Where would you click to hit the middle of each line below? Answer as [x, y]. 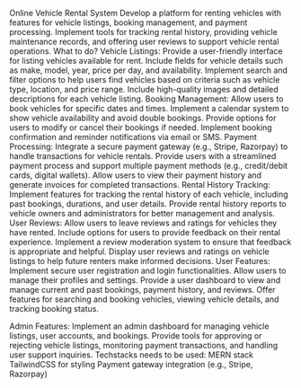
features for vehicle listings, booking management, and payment [128, 22]
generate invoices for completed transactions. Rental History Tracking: [140, 185]
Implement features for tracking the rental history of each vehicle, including [149, 194]
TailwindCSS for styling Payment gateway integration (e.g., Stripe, [131, 364]
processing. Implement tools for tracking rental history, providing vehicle [144, 32]
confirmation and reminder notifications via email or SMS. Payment [133, 137]
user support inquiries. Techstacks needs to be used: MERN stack [132, 355]
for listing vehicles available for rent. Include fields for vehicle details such [146, 61]
